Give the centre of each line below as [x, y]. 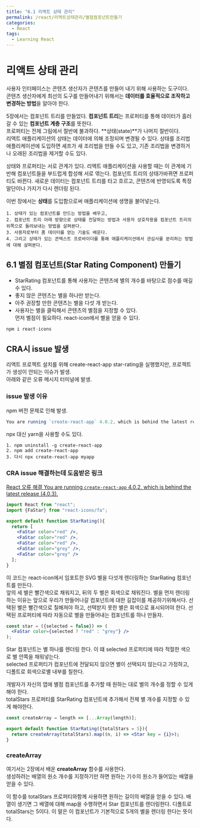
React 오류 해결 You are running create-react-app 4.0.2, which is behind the [99, 487]
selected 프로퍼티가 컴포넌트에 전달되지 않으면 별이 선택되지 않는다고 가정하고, [98, 664]
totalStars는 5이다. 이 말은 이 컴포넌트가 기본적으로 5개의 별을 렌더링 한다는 [94, 811]
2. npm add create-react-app [42, 450]
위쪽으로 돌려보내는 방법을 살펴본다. [44, 226]
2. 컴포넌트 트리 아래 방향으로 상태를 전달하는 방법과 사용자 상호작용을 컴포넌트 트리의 [99, 220]
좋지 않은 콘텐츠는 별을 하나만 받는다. [58, 295]
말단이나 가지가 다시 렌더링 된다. [44, 188]
